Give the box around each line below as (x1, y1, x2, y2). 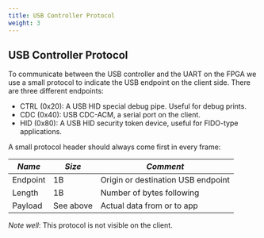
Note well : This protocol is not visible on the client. (8, 221, 173, 230)
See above (52, 200, 94, 211)
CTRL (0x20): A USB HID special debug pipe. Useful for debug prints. (19, 102, 247, 111)
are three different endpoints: (8, 86, 105, 96)
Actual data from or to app (100, 200, 198, 211)
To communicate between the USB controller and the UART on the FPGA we (8, 69, 257, 79)
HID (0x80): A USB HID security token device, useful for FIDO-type (19, 118, 239, 128)
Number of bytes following (100, 187, 200, 198)
